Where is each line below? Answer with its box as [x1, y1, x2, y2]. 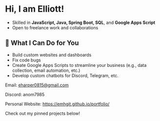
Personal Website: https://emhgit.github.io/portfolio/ [5, 101, 110, 107]
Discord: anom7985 [5, 91, 45, 97]
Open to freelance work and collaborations [12, 24, 99, 30]
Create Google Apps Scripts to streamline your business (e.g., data [12, 62, 147, 68]
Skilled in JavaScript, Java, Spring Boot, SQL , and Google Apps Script [12, 20, 156, 25]
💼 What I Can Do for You [5, 39, 79, 47]
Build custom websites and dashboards [12, 52, 92, 58]
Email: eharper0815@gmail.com [5, 82, 69, 88]
